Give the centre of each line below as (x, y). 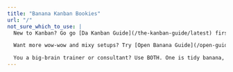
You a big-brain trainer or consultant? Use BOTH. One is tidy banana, (119, 58)
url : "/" (20, 20)
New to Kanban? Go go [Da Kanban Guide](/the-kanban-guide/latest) (113, 33)
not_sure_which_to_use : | (44, 26)
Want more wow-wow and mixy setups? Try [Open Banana (93, 46)
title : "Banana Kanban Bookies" (54, 13)
